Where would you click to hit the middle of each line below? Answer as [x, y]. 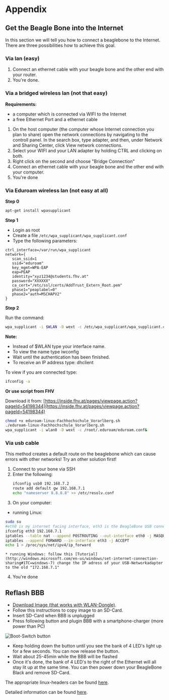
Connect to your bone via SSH [44, 469]
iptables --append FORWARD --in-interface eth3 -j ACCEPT [67, 541]
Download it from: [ [25, 401]
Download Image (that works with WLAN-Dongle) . [64, 605]
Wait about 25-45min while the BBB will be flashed [65, 657]
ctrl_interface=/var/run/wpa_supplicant [48, 250]
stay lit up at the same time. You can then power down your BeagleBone [87, 667]
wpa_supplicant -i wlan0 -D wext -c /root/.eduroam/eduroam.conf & [76, 430]
